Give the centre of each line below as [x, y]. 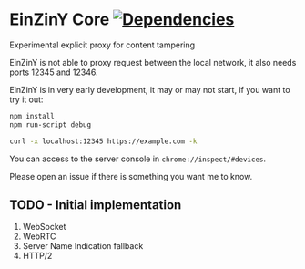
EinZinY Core [60, 20]
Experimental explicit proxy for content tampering [102, 45]
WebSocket [44, 227]
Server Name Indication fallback [83, 246]
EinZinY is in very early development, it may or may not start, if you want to [150, 89]
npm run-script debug [51, 124]
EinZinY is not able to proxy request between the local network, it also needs [153, 62]
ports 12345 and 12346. [54, 72]
